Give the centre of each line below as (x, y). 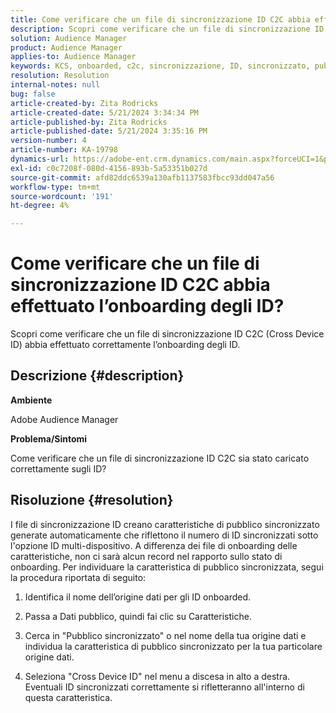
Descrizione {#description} (97, 376)
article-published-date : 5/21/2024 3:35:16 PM (109, 131)
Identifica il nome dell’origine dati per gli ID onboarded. (138, 597)
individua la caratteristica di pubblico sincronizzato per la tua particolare (173, 646)
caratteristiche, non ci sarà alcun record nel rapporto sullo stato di (146, 556)
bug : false (33, 94)
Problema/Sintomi (49, 438)
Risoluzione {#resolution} (92, 500)
